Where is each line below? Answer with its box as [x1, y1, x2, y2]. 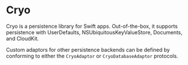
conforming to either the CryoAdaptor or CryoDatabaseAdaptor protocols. [6, 52, 179, 59]
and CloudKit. [6, 35, 39, 42]
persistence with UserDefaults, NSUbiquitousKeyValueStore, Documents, [6, 28, 183, 35]
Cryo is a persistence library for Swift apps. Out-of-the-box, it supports [6, 23, 178, 30]
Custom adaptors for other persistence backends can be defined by [6, 46, 170, 53]
